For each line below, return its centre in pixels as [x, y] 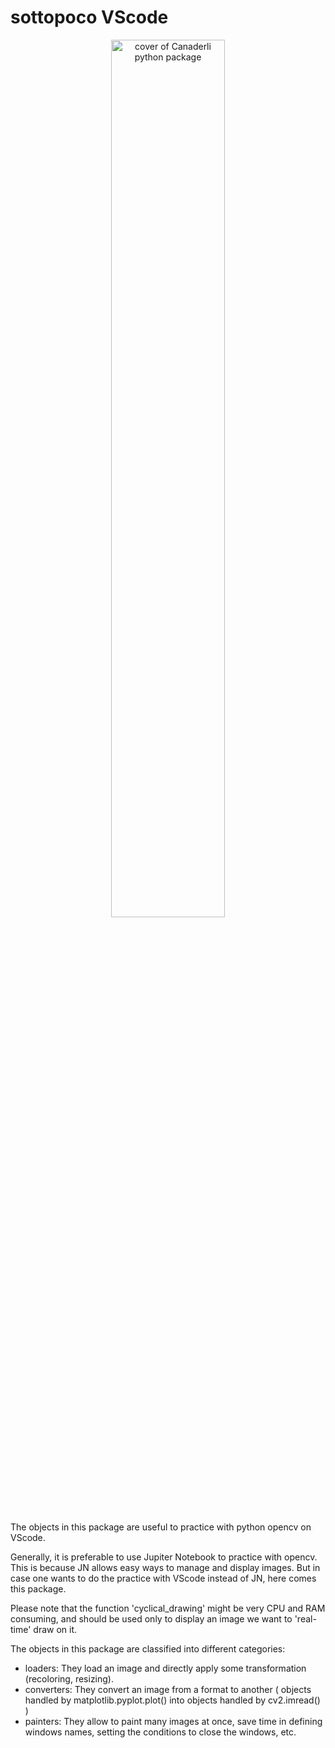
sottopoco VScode [89, 17]
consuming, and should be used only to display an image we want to [151, 1618]
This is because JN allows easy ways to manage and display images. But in [165, 1567]
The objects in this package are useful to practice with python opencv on [161, 1527]
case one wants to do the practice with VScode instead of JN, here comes [163, 1578]
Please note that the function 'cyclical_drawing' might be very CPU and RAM [168, 1608]
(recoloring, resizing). [69, 1678]
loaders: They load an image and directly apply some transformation [165, 1668]
